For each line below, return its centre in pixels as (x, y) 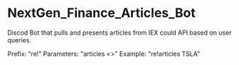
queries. (20, 40)
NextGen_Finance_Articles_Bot (101, 13)
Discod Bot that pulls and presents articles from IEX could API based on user (119, 32)
